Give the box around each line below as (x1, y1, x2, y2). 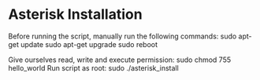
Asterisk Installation (8, 5, 143, 24)
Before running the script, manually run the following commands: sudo (8, 31, 237, 41)
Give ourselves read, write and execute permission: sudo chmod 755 (8, 55, 232, 64)
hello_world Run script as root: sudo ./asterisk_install (8, 63, 179, 72)
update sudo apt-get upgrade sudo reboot (20, 39, 158, 49)
